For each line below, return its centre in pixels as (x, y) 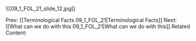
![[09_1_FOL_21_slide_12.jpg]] (40, 9)
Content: (16, 33)
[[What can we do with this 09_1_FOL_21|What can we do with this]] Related (98, 26)
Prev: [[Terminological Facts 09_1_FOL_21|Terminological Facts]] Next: (91, 20)
